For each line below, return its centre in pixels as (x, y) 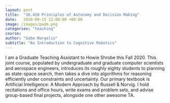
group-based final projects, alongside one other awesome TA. (70, 95)
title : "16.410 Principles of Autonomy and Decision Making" (72, 15)
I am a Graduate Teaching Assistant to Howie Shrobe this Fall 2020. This (81, 57)
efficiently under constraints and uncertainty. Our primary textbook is (78, 79)
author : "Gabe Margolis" (31, 39)
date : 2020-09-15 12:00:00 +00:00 (44, 19)
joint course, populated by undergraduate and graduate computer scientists (84, 63)
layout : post (19, 10)
